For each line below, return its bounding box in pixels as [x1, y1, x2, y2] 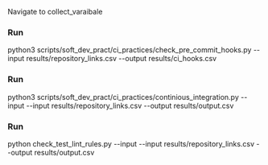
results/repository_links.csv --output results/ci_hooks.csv [26, 54, 217, 64]
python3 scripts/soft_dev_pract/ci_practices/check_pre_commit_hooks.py [7, 45, 252, 55]
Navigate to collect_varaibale [7, 7, 103, 16]
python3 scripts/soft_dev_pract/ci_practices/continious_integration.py [7, 92, 239, 101]
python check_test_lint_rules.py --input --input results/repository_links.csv [7, 138, 255, 148]
